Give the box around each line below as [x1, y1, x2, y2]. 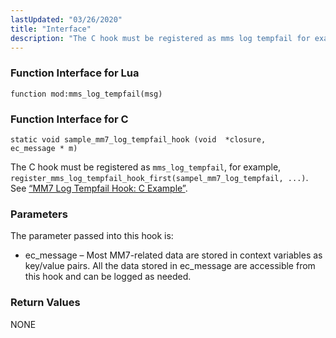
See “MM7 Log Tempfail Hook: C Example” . [10, 182, 188, 194]
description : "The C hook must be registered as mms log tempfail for [10, 33, 311, 43]
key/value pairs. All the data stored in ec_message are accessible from [24, 260, 316, 272]
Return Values [10, 296, 81, 310]
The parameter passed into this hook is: [10, 230, 174, 242]
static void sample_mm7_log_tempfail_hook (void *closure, [10, 134, 267, 145]
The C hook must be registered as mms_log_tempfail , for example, [10, 161, 282, 173]
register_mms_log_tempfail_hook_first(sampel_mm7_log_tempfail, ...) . [10, 171, 309, 183]
